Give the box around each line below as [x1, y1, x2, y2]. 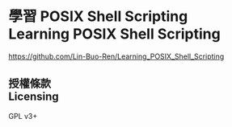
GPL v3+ [8, 111, 38, 121]
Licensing [8, 90, 59, 104]
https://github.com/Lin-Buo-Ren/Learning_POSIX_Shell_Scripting [8, 51, 225, 61]
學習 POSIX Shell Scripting [8, 7, 188, 26]
